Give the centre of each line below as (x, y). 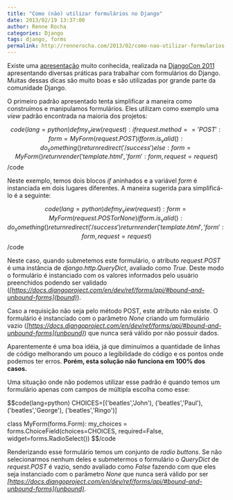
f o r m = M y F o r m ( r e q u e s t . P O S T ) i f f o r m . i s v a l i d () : (115, 139)
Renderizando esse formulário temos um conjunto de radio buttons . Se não (114, 451)
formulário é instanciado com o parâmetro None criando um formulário (108, 318)
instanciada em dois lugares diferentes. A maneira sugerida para (100, 188)
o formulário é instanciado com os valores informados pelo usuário (103, 275)
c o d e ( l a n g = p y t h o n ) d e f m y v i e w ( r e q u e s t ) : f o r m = (115, 210)
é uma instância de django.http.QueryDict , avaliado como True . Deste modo (115, 267)
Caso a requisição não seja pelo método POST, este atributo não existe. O (113, 310)
